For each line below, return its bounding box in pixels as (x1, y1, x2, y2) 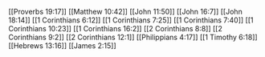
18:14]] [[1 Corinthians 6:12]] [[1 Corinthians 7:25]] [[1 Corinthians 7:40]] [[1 (8, 15, 255, 25)
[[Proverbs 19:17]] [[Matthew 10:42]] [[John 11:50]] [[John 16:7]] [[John (8, 7, 243, 16)
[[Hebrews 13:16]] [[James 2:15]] (8, 41, 116, 51)
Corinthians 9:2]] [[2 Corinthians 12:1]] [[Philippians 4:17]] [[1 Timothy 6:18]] (8, 32, 259, 42)
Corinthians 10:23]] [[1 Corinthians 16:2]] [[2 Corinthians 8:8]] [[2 (8, 24, 222, 33)
